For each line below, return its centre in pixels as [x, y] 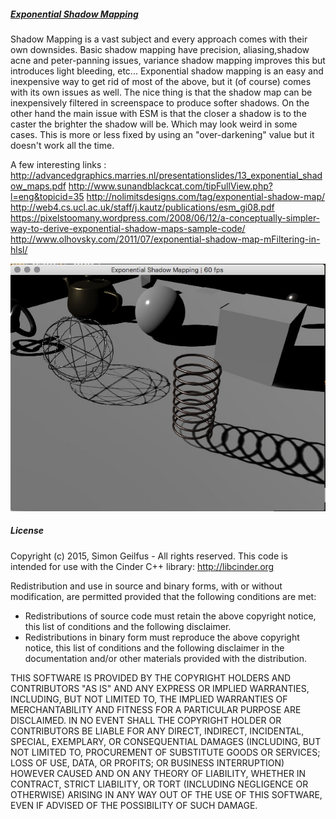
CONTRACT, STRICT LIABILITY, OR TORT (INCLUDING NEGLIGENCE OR [159, 784]
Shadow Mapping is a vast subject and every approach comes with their [159, 39]
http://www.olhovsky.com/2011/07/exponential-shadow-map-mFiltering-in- [165, 239]
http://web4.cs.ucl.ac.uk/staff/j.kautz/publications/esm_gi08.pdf [142, 207]
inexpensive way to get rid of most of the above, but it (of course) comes [161, 81]
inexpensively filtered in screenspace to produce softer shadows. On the [160, 102]
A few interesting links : [58, 164]
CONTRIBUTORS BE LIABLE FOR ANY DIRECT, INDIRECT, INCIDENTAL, [157, 731]
